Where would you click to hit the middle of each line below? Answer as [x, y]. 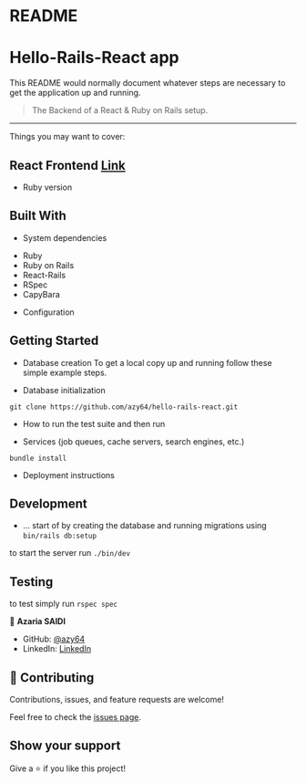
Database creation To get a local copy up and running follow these [147, 362]
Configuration [48, 312]
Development [49, 503]
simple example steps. [65, 372]
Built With [38, 216]
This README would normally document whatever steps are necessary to [148, 83]
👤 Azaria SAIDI [38, 621]
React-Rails [44, 275]
